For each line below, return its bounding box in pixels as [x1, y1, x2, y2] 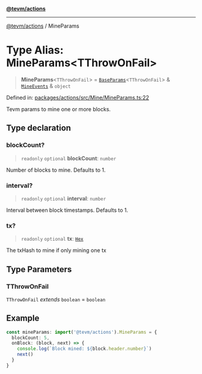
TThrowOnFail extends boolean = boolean [6, 295, 106, 303]
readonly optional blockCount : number [20, 154, 117, 161]
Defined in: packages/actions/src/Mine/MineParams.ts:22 [6, 94, 149, 101]
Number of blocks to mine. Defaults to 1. [6, 166, 106, 173]
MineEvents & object [20, 82, 71, 89]
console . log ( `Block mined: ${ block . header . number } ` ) [17, 346, 152, 352]
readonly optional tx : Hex [20, 235, 84, 243]
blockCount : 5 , [11, 334, 50, 341]
